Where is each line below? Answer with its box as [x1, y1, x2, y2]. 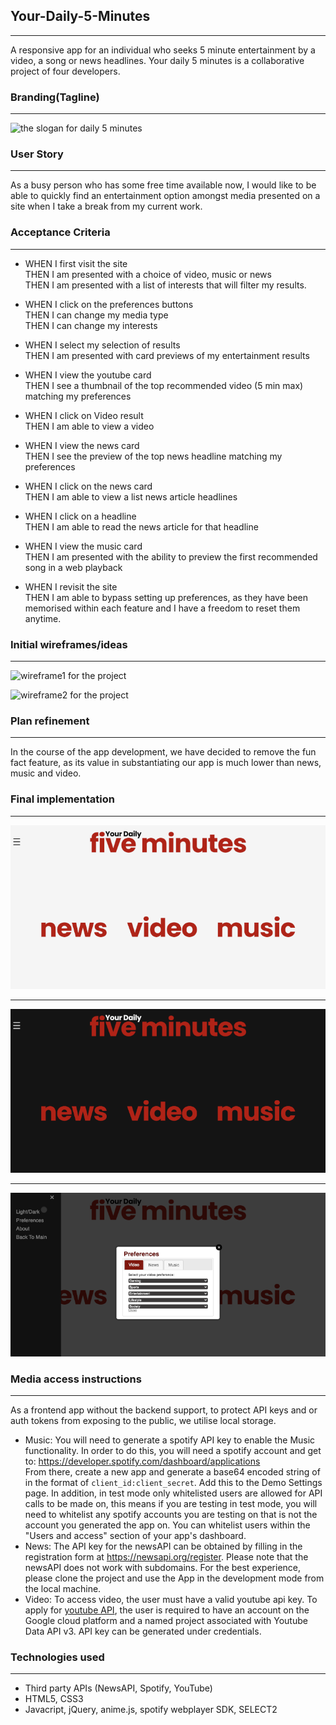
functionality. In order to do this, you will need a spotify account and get [24, 1445, 322, 1457]
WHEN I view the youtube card [24, 369, 152, 381]
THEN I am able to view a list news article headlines [24, 490, 238, 503]
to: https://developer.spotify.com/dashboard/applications [24, 1455, 261, 1468]
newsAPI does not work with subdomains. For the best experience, [24, 1562, 302, 1574]
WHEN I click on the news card [24, 480, 153, 492]
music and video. [10, 767, 82, 779]
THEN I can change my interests [24, 319, 158, 331]
